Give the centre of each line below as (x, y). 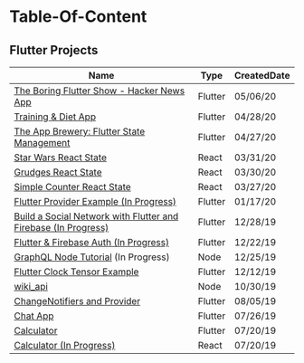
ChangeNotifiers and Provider (77, 301)
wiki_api (31, 287)
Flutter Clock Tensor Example (76, 272)
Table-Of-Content (78, 17)
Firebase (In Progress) (62, 228)
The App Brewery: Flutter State (80, 131)
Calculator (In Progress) (65, 345)
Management (42, 143)
